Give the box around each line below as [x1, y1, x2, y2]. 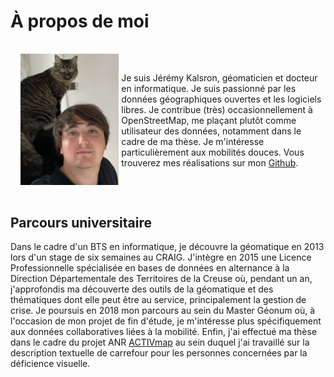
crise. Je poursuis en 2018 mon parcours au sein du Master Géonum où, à [10, 305, 316, 317]
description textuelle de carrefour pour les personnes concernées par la [10, 347, 308, 359]
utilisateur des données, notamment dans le [121, 125, 302, 137]
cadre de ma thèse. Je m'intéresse [121, 135, 265, 147]
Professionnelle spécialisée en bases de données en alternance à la [10, 262, 290, 274]
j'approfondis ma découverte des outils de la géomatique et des [10, 283, 274, 295]
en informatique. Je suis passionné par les [121, 82, 297, 94]
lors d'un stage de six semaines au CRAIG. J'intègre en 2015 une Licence [10, 251, 312, 264]
